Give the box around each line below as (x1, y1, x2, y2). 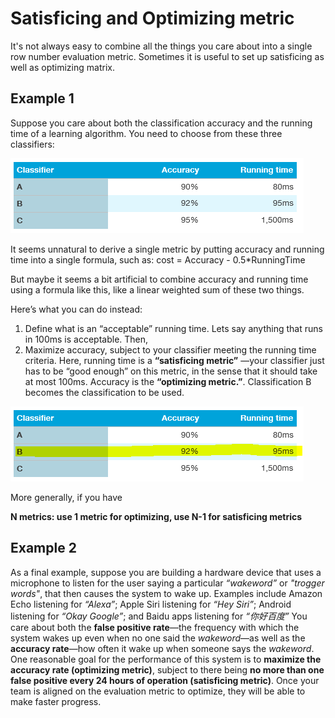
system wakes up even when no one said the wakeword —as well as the (10, 632, 306, 644)
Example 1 (10, 90, 75, 107)
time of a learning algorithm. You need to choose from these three (10, 127, 283, 139)
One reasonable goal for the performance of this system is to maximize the (10, 653, 322, 665)
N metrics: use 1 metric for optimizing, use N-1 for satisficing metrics (10, 510, 303, 522)
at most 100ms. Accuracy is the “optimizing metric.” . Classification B (24, 375, 312, 387)
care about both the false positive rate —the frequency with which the (10, 621, 300, 633)
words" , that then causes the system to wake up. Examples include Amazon (10, 587, 323, 599)
